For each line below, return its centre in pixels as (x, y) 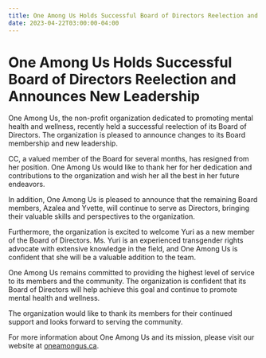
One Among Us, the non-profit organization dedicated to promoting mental (131, 118)
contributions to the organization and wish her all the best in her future (124, 176)
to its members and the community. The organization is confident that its (127, 281)
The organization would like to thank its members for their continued (120, 313)
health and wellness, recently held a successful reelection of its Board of (127, 126)
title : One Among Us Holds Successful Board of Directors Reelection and (133, 16)
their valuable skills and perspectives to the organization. (102, 216)
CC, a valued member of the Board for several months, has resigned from (129, 159)
